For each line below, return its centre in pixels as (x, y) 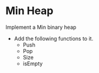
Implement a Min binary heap (41, 27)
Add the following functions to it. (54, 38)
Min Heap (29, 11)
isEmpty (33, 64)
